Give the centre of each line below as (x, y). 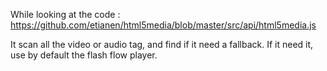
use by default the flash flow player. (84, 55)
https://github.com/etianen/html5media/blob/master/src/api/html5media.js (163, 25)
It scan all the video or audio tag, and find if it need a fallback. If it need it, (162, 44)
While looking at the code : (65, 14)
